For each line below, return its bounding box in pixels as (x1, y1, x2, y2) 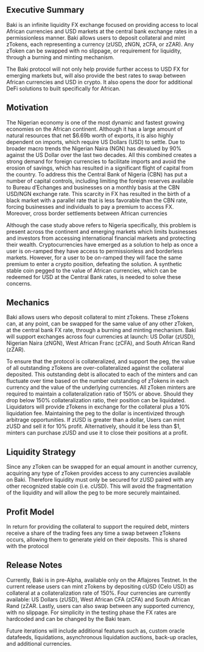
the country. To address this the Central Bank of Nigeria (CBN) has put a (6, 170, 188, 178)
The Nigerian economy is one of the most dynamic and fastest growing (6, 118, 185, 126)
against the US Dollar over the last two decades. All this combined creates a (6, 151, 197, 158)
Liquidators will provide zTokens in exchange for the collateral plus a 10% (6, 403, 191, 411)
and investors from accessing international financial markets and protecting (6, 234, 196, 242)
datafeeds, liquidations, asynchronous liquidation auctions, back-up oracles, (6, 633, 198, 640)
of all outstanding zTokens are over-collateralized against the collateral (6, 364, 184, 372)
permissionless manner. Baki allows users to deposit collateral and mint (6, 34, 186, 42)
